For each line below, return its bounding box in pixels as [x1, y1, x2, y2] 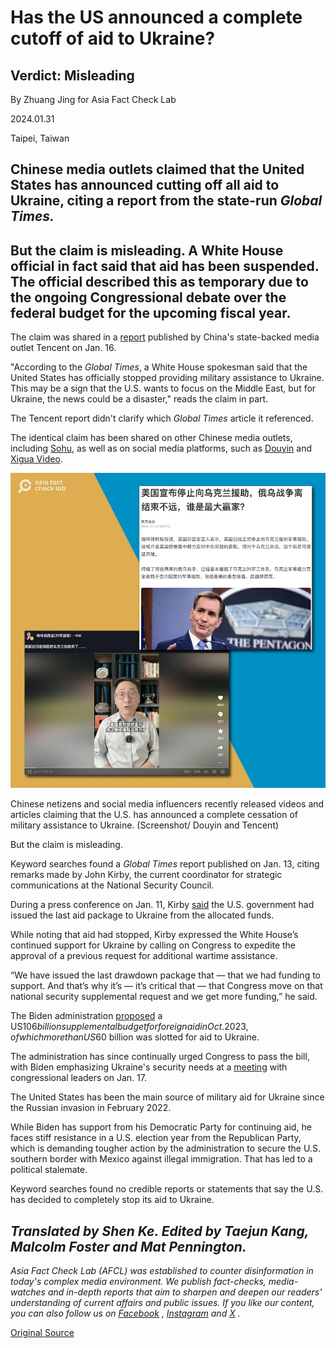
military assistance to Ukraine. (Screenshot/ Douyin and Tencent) [10, 819, 280, 831]
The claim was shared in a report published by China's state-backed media [10, 331, 320, 343]
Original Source [10, 1327, 75, 1339]
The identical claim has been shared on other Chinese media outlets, [10, 432, 293, 444]
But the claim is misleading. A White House [10, 242, 284, 259]
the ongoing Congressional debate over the [10, 289, 287, 306]
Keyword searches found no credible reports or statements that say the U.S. [10, 1183, 324, 1195]
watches [10, 1286, 46, 1298]
